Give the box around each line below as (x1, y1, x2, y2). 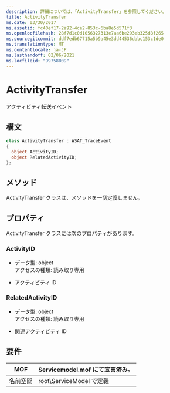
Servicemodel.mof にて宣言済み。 (38, 365, 134, 374)
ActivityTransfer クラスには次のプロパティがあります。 (6, 230, 138, 237)
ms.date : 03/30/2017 (6, 19, 57, 25)
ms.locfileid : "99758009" (6, 58, 69, 63)
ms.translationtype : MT (6, 42, 64, 48)
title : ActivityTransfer (6, 14, 67, 20)
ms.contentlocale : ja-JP (6, 47, 67, 53)
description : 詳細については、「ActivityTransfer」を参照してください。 (6, 8, 167, 15)
